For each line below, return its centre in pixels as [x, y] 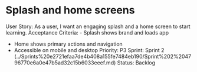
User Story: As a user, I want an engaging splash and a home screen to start [98, 26]
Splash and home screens [70, 10]
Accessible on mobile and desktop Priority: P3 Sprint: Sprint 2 [89, 50]
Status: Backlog [136, 63]
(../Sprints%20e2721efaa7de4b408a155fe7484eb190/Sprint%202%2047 [103, 56]
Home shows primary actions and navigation [68, 44]
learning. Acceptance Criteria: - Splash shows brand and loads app [87, 32]
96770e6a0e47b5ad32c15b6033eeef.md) [65, 63]
